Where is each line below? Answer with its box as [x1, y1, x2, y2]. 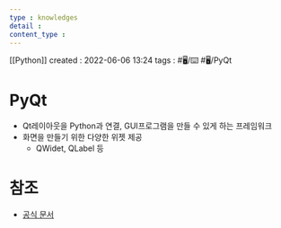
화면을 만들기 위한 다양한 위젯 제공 [22, 132, 143, 143]
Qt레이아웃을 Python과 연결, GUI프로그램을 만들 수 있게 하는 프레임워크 [22, 120, 272, 131]
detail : [9, 22, 42, 31]
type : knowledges [9, 13, 78, 22]
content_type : [9, 30, 66, 39]
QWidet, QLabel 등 [35, 143, 105, 153]
